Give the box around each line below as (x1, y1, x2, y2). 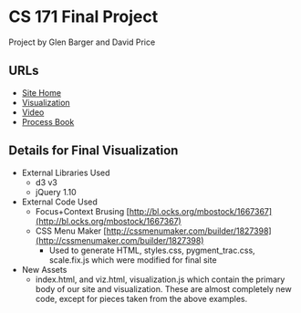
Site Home (21, 87, 61, 98)
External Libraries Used (21, 167, 110, 178)
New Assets (21, 264, 67, 275)
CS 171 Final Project (8, 6, 159, 27)
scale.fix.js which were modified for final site (48, 254, 217, 266)
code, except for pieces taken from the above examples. (35, 293, 248, 304)
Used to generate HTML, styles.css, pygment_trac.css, (48, 245, 256, 256)
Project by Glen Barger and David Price (8, 37, 156, 47)
